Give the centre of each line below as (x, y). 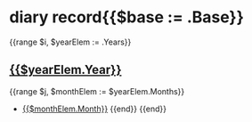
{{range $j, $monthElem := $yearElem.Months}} (97, 91)
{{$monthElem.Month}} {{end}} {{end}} (94, 109)
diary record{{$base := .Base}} (127, 17)
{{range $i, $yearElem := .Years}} (70, 42)
